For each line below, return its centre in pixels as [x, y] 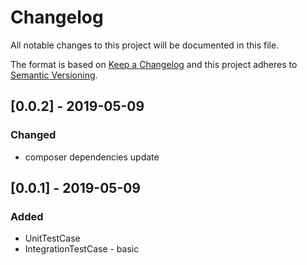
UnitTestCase [52, 238]
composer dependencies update [92, 157]
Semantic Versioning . [54, 75]
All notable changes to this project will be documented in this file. [145, 45]
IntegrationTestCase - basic [82, 249]
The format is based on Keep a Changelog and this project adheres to [154, 64]
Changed [33, 135]
